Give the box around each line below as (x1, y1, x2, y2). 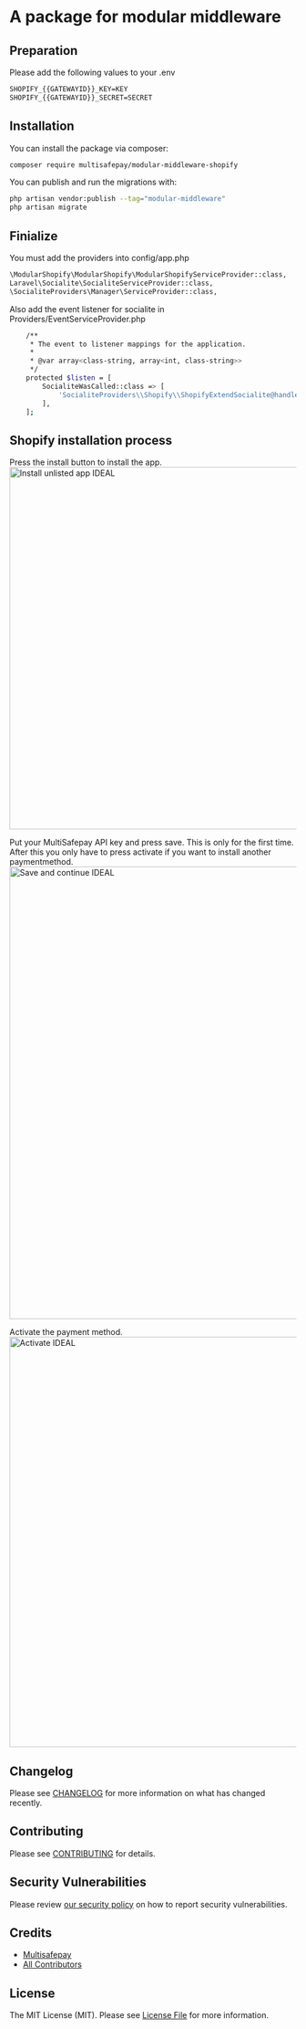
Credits (9, 1925, 53, 1941)
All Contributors (22, 1959, 82, 1970)
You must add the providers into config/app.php (9, 253, 189, 263)
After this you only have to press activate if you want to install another (9, 846, 271, 857)
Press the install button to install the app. (9, 457, 162, 468)
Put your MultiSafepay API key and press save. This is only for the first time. (9, 837, 294, 848)
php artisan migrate (9, 203, 88, 212)
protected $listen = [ (25, 373, 112, 383)
